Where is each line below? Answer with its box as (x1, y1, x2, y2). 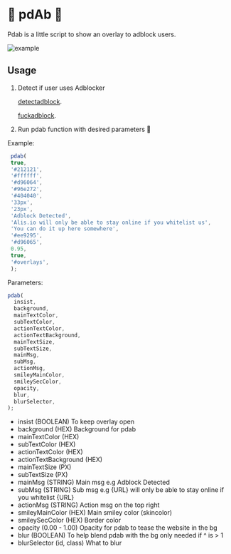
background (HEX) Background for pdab (17, 425, 136, 434)
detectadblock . (17, 97, 63, 106)
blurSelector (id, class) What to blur (17, 538, 122, 548)
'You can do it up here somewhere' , (10, 225, 119, 232)
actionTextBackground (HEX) (17, 456, 103, 464)
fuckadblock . (17, 111, 57, 120)
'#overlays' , (10, 258, 50, 266)
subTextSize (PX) (17, 471, 68, 479)
